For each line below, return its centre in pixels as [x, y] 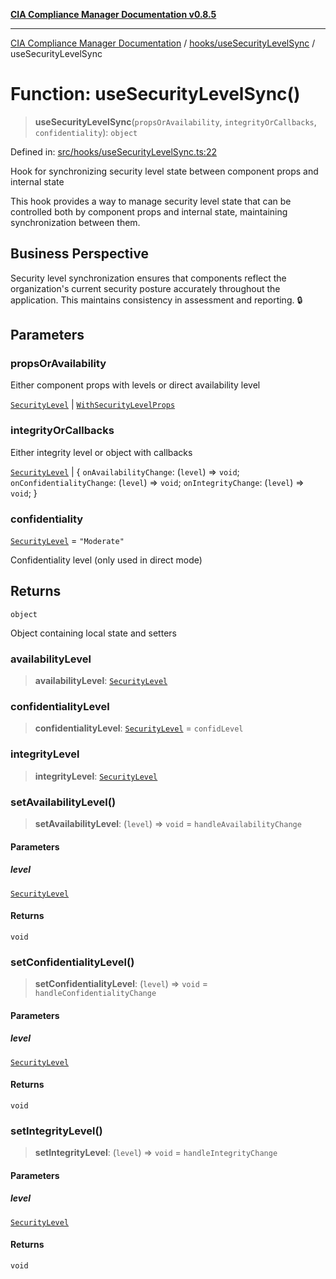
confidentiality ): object [86, 132]
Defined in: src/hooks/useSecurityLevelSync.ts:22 [113, 151]
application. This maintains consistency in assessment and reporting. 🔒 [156, 300]
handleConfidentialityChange [95, 994]
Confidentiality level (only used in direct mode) [106, 560]
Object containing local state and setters [93, 633]
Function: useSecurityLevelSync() [155, 94]
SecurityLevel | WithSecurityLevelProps [93, 405]
